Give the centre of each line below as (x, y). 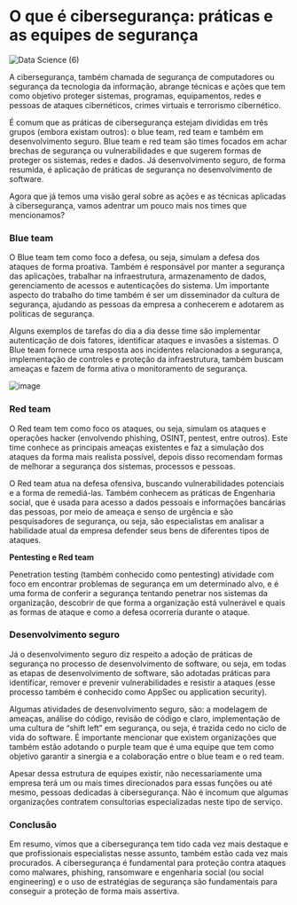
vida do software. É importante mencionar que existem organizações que (143, 737)
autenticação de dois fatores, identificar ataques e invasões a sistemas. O (144, 341)
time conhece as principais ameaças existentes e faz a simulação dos (137, 447)
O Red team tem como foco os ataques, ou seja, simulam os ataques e (138, 429)
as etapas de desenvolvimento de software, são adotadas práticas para (140, 673)
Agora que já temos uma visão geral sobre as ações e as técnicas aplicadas (148, 196)
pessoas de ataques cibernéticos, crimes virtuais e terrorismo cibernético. (145, 105)
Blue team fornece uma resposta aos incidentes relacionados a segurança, (146, 350)
